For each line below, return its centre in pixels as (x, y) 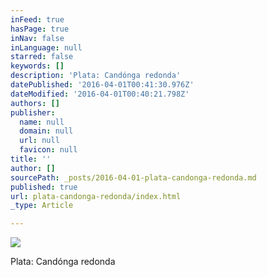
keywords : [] (37, 66)
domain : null (46, 131)
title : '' (31, 159)
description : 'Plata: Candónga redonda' (96, 76)
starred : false (42, 57)
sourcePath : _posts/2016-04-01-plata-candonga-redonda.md (133, 177)
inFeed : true (37, 19)
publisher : (33, 112)
